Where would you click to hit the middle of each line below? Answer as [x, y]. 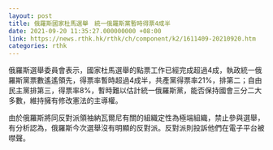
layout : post [30, 16]
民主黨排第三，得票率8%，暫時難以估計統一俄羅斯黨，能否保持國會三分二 [132, 91]
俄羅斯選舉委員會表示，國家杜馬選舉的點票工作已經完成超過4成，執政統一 [132, 71]
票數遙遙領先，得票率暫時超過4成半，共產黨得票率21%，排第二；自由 [146, 80]
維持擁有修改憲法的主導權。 [76, 101]
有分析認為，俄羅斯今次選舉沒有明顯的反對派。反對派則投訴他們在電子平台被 [136, 128]
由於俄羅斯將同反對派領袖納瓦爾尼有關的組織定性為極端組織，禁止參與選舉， [136, 118]
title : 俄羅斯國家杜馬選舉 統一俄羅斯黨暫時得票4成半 [89, 24]
